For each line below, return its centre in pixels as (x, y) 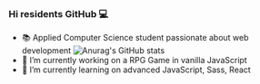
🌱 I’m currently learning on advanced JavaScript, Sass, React (136, 70)
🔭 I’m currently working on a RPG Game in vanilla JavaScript (134, 61)
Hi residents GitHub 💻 (59, 14)
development (46, 51)
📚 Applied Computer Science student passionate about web (135, 38)
